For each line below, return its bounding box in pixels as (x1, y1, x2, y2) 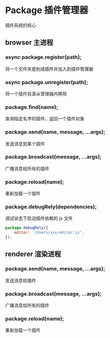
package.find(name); (5, 104, 59, 111)
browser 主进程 (5, 38, 54, 47)
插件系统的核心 (5, 22, 36, 28)
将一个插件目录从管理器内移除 (5, 91, 67, 97)
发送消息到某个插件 (5, 140, 45, 146)
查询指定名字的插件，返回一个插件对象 (5, 116, 84, 122)
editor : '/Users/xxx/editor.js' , (14, 230, 84, 235)
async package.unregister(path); (5, 78, 88, 86)
